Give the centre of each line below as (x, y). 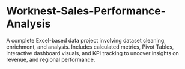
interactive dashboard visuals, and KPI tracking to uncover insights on (92, 53)
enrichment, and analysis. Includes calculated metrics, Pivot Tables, (90, 47)
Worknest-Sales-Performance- (86, 11)
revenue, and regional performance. (51, 59)
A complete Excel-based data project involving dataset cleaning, (86, 40)
